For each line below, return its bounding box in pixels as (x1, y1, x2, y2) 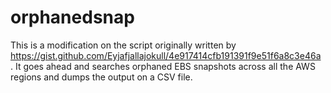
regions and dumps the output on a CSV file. (10, 71, 193, 83)
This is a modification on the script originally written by (10, 39, 237, 51)
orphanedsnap (10, 6, 135, 29)
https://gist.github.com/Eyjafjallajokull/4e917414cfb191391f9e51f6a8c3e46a (10, 49, 322, 61)
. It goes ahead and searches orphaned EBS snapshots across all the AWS (10, 60, 316, 72)
